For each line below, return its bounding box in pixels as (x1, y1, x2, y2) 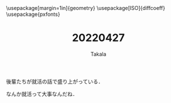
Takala (90, 50, 107, 57)
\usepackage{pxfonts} (6, 11, 60, 18)
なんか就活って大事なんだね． (6, 90, 78, 97)
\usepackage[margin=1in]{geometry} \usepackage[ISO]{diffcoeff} (6, 5, 166, 11)
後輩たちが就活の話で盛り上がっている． (6, 78, 104, 85)
